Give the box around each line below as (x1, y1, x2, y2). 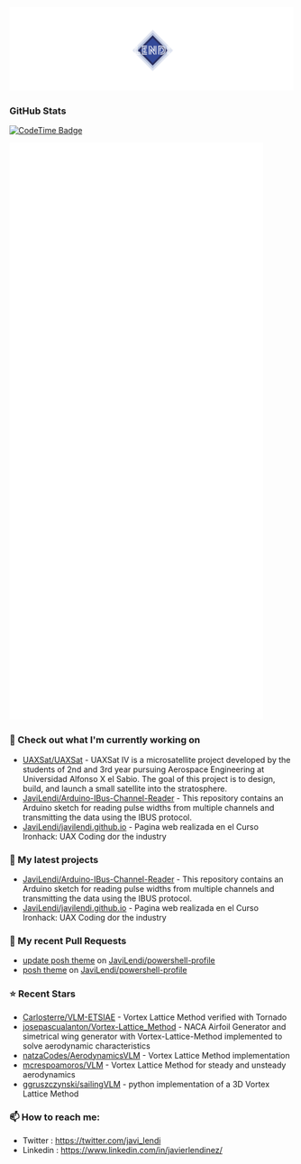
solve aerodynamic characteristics (22, 1040, 150, 1051)
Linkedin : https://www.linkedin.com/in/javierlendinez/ (22, 1144, 223, 1155)
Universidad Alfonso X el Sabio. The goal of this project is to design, (22, 773, 276, 784)
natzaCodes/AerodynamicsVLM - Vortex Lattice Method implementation (22, 1050, 290, 1060)
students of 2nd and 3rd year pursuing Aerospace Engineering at (22, 764, 265, 775)
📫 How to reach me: (9, 1111, 101, 1123)
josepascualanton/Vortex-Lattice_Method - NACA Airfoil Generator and (22, 1021, 287, 1032)
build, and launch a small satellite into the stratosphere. (22, 783, 228, 794)
